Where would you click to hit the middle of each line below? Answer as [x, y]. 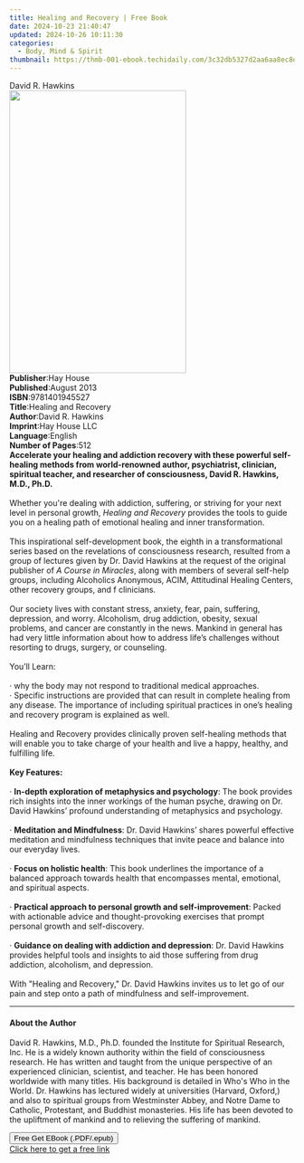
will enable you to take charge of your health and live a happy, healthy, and [149, 744]
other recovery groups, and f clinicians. [83, 590]
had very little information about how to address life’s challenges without [144, 638]
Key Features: [36, 772]
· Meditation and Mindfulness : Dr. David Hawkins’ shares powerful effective [152, 830]
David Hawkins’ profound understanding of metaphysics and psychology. [146, 810]
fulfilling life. [33, 753]
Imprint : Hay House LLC [53, 426]
